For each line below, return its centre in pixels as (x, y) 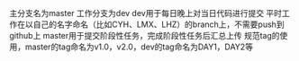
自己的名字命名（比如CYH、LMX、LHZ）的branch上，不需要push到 (159, 24)
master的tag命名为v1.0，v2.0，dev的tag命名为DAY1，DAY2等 (139, 47)
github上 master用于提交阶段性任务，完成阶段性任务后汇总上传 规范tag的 (145, 35)
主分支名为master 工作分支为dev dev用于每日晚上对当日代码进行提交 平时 (145, 13)
